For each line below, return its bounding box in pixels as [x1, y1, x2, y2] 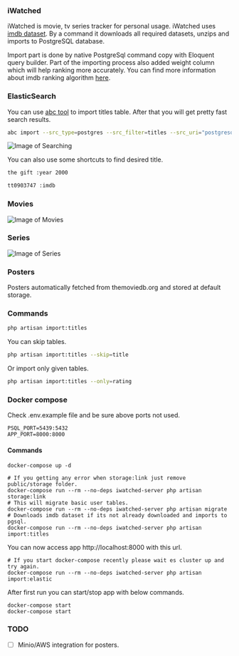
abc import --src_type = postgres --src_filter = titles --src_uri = [7, 129, 202, 136]
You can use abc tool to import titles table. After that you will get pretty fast [7, 108, 228, 116]
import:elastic [7, 576, 53, 583]
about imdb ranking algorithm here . [7, 73, 111, 82]
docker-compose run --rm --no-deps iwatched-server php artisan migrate [7, 505, 228, 513]
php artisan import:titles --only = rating [7, 378, 132, 385]
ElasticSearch [7, 91, 57, 101]
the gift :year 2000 [7, 170, 69, 177]
